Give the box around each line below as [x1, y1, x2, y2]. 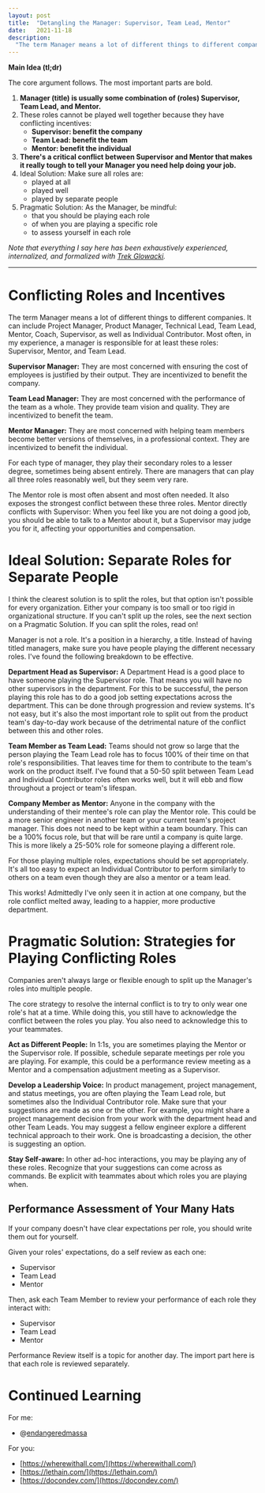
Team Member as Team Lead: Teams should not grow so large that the [8, 741, 240, 750]
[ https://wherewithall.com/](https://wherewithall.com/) [19, 1458, 197, 1468]
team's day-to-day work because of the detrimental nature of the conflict [8, 717, 246, 727]
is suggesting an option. [8, 1139, 87, 1148]
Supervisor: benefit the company [31, 127, 144, 137]
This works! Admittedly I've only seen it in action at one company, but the [8, 888, 247, 898]
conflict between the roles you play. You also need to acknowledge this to [8, 1015, 248, 1025]
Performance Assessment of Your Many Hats [8, 1203, 235, 1216]
